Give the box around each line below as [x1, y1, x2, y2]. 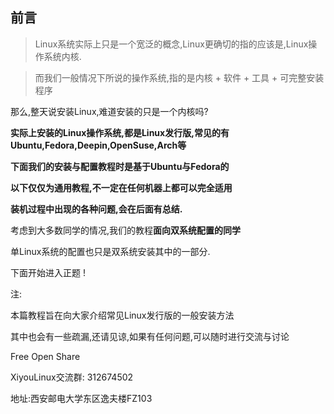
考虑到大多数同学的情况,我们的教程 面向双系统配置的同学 [10, 224, 242, 236]
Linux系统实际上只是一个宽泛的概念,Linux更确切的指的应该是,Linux [34, 38, 309, 50]
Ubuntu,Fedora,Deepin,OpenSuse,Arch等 [10, 139, 187, 151]
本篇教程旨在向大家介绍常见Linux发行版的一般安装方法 [10, 309, 235, 321]
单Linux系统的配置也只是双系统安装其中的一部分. [10, 245, 211, 257]
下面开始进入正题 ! [10, 266, 86, 278]
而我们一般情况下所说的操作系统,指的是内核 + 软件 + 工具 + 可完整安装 [34, 71, 325, 83]
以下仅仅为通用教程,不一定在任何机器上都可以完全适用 [10, 181, 233, 193]
